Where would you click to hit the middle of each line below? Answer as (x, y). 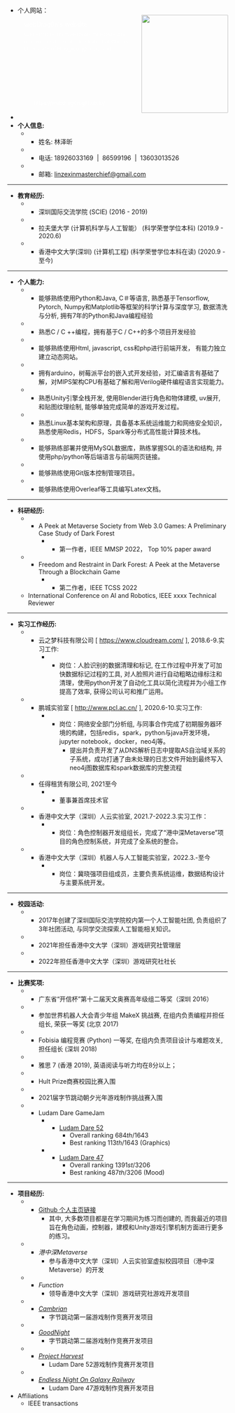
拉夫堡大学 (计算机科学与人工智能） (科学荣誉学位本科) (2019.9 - (131, 228)
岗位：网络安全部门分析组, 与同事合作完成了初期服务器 (137, 724)
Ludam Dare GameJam (71, 1113)
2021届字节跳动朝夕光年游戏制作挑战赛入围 (100, 1098)
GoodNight (54, 1332)
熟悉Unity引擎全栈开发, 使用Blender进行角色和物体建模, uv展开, (129, 398)
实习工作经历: (37, 624)
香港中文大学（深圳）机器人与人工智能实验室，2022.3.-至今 (124, 858)
